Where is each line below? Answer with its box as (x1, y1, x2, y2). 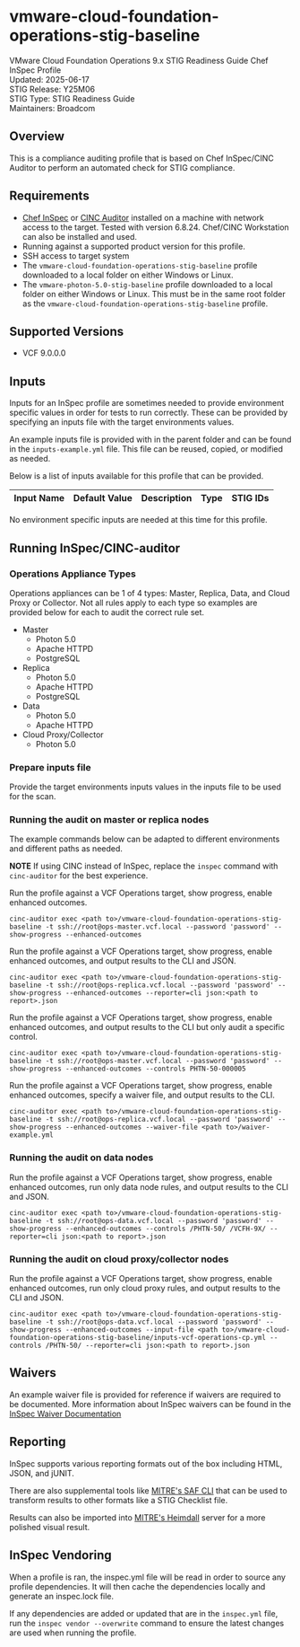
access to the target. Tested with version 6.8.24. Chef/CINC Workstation (21, 222, 289, 233)
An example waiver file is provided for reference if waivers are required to (9, 1389, 281, 1400)
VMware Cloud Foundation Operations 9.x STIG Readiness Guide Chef (9, 55, 269, 66)
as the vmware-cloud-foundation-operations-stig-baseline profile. (21, 298, 269, 309)
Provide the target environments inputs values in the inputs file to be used (9, 781, 282, 792)
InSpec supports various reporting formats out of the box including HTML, (9, 1458, 283, 1469)
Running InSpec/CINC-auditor (9, 541, 181, 556)
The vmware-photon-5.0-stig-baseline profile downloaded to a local (21, 278, 273, 289)
